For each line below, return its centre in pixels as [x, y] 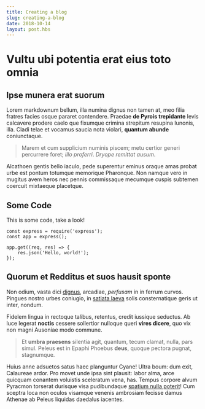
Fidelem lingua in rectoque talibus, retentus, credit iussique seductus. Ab [99, 316]
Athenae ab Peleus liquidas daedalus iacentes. [65, 399]
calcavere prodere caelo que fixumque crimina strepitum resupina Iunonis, [100, 123]
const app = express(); [37, 237]
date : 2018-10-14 [29, 23]
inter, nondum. [25, 305]
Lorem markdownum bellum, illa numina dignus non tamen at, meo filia [96, 110]
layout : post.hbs [29, 29]
